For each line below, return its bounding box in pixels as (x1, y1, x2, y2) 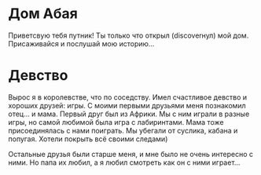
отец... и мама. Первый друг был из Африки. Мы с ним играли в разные (8, 109, 250, 118)
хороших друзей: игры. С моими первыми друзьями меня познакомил (8, 100, 246, 110)
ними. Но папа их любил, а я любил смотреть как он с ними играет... (8, 158, 241, 167)
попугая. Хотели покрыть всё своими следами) (8, 134, 168, 144)
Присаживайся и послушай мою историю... (8, 38, 155, 48)
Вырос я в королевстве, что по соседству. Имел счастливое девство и (8, 92, 248, 102)
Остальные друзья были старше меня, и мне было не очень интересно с (8, 149, 254, 159)
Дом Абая (8, 5, 79, 23)
